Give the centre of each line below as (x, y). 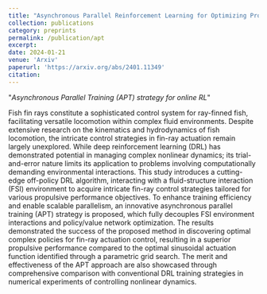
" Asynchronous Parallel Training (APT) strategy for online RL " (109, 97)
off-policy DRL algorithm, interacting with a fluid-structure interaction (140, 180)
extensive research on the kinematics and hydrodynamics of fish (114, 130)
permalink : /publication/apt (56, 38)
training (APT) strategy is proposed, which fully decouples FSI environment (131, 214)
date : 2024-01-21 (37, 52)
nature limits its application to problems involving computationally (149, 163)
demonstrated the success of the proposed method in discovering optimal (130, 230)
